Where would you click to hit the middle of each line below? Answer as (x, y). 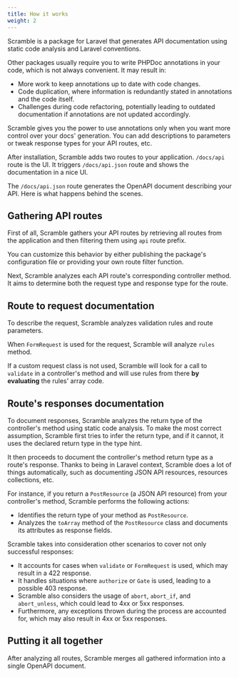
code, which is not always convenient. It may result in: (87, 70)
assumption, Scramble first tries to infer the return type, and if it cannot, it (116, 435)
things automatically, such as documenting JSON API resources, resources (118, 472)
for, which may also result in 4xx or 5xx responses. (92, 619)
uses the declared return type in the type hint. (75, 443)
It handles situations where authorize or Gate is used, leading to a (114, 580)
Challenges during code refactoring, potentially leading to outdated (116, 106)
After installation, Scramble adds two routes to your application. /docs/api (116, 157)
